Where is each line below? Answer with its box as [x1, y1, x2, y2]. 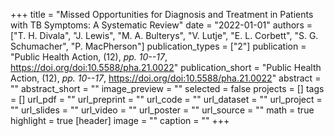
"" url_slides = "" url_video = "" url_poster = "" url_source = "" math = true [10, 104, 315, 116]
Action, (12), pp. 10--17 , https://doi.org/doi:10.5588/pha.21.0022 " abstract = [10, 72, 322, 84]
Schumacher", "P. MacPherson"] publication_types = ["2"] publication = [10, 40, 307, 52]
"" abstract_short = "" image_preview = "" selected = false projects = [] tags [10, 83, 325, 94]
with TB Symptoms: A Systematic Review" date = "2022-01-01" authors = [10, 19, 313, 31]
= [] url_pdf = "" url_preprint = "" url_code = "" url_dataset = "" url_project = [10, 94, 323, 105]
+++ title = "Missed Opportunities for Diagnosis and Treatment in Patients [10, 9, 314, 20]
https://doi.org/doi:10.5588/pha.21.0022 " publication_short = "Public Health [10, 62, 322, 73]
